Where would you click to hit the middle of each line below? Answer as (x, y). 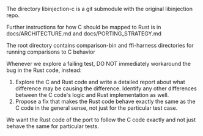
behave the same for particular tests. (53, 126)
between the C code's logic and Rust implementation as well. (92, 95)
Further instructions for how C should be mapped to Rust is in (84, 27)
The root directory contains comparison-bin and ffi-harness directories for (100, 45)
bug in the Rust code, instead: (44, 70)
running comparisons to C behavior (51, 52)
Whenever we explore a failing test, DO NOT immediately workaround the (99, 64)
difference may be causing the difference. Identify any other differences (106, 88)
